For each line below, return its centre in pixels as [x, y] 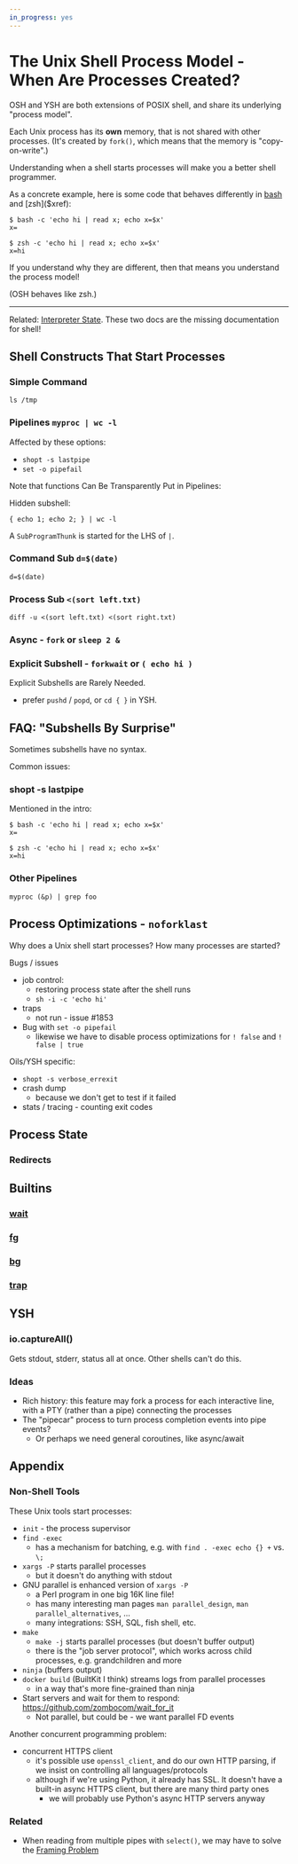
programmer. [33, 177]
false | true [59, 1045]
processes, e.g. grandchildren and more [108, 1660]
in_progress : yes [41, 17]
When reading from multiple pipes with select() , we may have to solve [152, 1840]
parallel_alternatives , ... [83, 1613]
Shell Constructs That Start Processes [118, 356]
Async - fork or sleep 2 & [65, 640]
